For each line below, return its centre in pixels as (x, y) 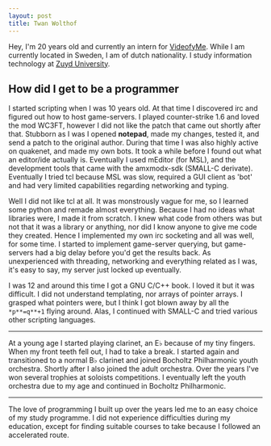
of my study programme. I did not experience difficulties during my (120, 418)
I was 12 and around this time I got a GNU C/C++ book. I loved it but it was (132, 286)
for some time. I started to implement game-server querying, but (116, 244)
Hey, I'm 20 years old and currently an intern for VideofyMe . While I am (127, 46)
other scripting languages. (52, 320)
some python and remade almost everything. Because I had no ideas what (132, 210)
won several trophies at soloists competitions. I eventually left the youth (127, 377)
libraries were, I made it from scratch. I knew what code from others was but (135, 218)
